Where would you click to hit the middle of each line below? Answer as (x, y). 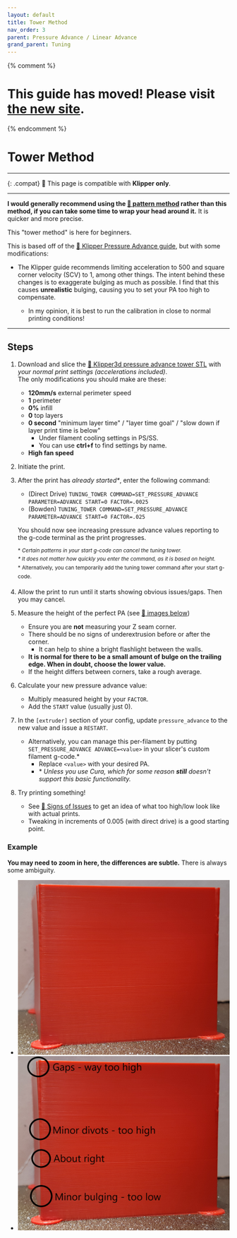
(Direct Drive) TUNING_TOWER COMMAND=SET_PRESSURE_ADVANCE (113, 493)
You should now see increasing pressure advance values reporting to (118, 530)
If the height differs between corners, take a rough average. (115, 672)
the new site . (46, 109)
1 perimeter (44, 400)
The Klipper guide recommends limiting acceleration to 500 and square (121, 267)
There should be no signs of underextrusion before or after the (119, 635)
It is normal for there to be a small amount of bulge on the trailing (125, 657)
